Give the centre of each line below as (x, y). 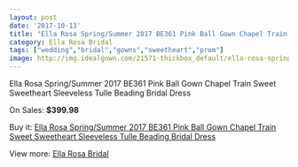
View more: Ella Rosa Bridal (59, 154)
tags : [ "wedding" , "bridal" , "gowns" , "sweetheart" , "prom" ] (117, 50)
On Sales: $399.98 (44, 110)
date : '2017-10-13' (45, 26)
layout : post (33, 17)
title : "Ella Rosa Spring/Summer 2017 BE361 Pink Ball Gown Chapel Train (149, 34)
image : (21, 58)
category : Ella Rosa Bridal (61, 42)
